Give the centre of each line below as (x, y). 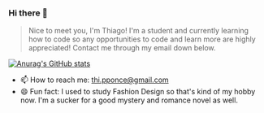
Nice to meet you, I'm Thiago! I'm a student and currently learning (138, 31)
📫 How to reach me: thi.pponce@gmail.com (94, 80)
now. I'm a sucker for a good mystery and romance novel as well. (129, 100)
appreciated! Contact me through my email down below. (122, 48)
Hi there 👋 (28, 13)
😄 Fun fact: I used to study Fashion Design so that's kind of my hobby (138, 92)
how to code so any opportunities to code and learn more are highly (142, 39)
